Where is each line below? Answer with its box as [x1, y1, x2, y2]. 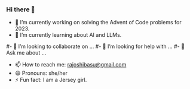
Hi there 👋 [6, 5, 36, 14]
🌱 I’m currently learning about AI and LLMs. [14, 31, 122, 39]
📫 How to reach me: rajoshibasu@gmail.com [14, 61, 127, 68]
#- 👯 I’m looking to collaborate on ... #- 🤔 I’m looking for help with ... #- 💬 [6, 43, 185, 50]
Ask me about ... [6, 49, 47, 56]
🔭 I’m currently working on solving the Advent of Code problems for [14, 19, 182, 26]
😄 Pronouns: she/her [14, 69, 68, 77]
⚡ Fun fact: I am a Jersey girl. [14, 77, 87, 84]
